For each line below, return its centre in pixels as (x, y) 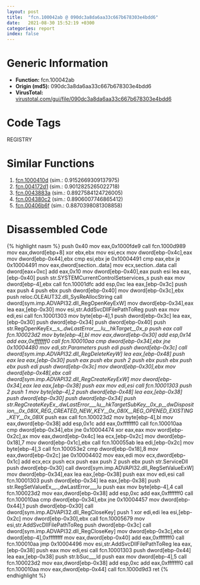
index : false (23, 34)
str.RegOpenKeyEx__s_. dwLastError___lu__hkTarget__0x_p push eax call (95, 328)
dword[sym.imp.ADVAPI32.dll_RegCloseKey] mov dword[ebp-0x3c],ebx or (98, 531)
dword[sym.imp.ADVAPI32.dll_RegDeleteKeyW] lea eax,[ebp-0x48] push (96, 354)
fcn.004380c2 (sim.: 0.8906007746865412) (69, 199)
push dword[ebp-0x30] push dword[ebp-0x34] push (72, 398)
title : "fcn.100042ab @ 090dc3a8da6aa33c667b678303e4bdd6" (83, 17)
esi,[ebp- (181, 512)
